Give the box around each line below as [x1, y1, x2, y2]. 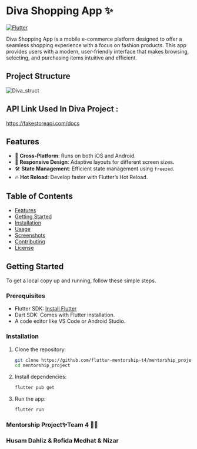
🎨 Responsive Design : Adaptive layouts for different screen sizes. [14, 159, 175, 166]
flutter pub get [14, 385, 55, 391]
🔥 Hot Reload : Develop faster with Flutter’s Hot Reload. [14, 174, 148, 181]
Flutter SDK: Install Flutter [14, 305, 77, 312]
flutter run [14, 407, 44, 413]
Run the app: [14, 395, 46, 402]
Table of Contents [6, 191, 74, 201]
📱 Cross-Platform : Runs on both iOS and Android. [14, 152, 136, 160]
